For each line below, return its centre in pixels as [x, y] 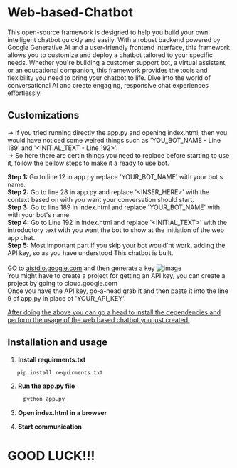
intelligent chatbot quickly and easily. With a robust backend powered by [114, 39]
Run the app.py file [46, 386]
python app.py [44, 399]
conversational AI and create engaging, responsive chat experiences [108, 85]
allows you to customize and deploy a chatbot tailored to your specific [110, 55]
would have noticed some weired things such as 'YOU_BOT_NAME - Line [114, 140]
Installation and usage [58, 343]
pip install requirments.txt [60, 372]
